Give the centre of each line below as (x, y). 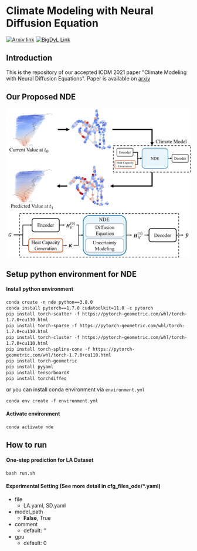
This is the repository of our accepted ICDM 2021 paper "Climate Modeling (96, 72)
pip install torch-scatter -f (43, 314)
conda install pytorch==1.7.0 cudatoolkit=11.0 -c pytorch (80, 308)
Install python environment (40, 289)
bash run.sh (21, 473)
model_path (29, 512)
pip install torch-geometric (42, 361)
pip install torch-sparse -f (42, 325)
